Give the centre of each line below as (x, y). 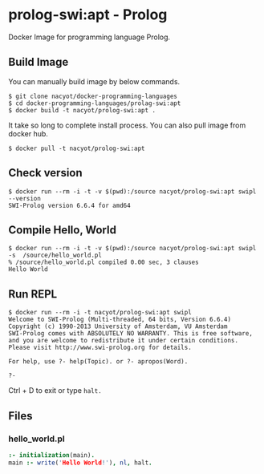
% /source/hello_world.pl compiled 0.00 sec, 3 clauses (104, 262)
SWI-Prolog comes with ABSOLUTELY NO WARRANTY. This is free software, (130, 334)
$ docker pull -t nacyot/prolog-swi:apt (77, 148)
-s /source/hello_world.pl (55, 255)
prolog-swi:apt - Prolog (88, 15)
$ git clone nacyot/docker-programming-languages (93, 96)
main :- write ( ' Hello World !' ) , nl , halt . (80, 463)
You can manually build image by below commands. (94, 81)
